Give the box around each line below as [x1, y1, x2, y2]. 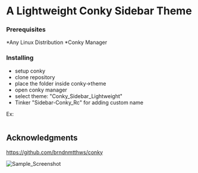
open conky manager [14, 86, 67, 93]
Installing [6, 54, 34, 62]
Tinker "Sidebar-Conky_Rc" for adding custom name [14, 99, 144, 106]
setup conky [14, 67, 46, 74]
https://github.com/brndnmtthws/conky [6, 149, 103, 156]
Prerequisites [6, 26, 46, 34]
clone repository [14, 73, 55, 81]
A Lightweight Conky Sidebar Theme [6, 4, 192, 18]
